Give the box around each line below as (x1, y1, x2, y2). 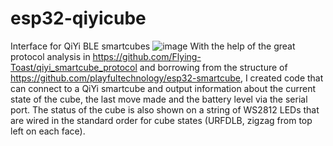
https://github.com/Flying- (92, 50, 202, 62)
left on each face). (10, 125, 86, 137)
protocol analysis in (10, 50, 91, 62)
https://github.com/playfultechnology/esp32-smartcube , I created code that (10, 72, 324, 84)
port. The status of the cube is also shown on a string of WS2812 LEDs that (10, 103, 320, 116)
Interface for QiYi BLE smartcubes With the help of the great (10, 40, 296, 52)
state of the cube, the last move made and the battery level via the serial (10, 93, 308, 105)
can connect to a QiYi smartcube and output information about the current (10, 82, 316, 94)
